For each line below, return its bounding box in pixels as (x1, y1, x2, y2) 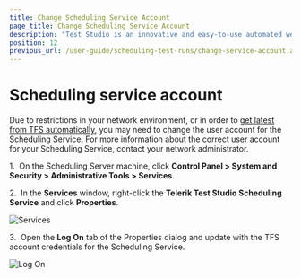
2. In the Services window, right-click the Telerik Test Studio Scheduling (9, 187, 282, 198)
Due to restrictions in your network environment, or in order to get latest (9, 115, 275, 126)
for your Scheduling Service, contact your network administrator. (9, 143, 249, 154)
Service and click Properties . (9, 197, 119, 208)
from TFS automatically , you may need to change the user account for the (9, 125, 282, 135)
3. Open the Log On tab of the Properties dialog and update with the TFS (9, 232, 280, 243)
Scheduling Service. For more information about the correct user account (9, 134, 280, 144)
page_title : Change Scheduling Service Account (9, 22, 191, 30)
